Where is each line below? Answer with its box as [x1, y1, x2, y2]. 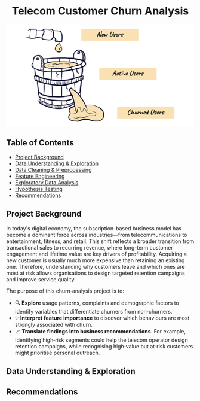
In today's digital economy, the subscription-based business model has [6, 224, 182, 232]
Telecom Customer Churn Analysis [11, 4, 189, 18]
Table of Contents [6, 138, 75, 148]
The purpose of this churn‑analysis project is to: [6, 287, 124, 294]
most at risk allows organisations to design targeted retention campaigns [6, 269, 185, 277]
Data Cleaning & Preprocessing [14, 166, 92, 173]
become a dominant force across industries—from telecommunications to [6, 231, 187, 238]
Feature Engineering [14, 172, 65, 180]
